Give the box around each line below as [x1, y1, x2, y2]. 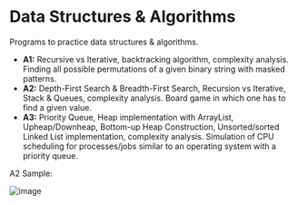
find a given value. [22, 102, 93, 112]
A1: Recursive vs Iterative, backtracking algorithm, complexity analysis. [22, 54, 289, 64]
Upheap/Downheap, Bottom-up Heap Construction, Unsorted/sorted [22, 121, 280, 132]
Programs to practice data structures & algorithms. [9, 36, 199, 47]
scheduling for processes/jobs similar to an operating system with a [22, 141, 277, 151]
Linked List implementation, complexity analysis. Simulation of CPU [22, 131, 274, 142]
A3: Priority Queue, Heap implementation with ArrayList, [22, 112, 234, 122]
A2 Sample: [9, 168, 53, 179]
